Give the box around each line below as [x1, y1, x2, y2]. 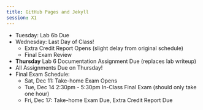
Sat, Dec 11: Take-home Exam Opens [24, 77, 118, 84]
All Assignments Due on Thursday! [15, 64, 103, 71]
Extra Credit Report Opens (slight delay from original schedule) [24, 44, 184, 52]
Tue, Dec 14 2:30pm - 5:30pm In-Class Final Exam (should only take [24, 83, 197, 90]
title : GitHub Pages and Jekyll [6, 9, 89, 15]
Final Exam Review [24, 51, 72, 58]
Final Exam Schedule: [15, 70, 70, 78]
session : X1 [6, 15, 37, 21]
